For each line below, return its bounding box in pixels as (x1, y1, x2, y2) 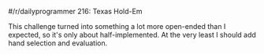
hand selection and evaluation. (8, 38, 108, 48)
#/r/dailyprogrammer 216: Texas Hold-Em (8, 7, 143, 16)
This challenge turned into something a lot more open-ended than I (8, 22, 226, 31)
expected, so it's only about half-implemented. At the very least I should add (8, 31, 256, 39)
